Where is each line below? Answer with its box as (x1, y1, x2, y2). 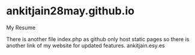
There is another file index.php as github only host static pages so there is (6, 35, 190, 42)
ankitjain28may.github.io (6, 4, 135, 18)
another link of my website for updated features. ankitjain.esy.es (6, 42, 165, 49)
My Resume (6, 24, 36, 31)
